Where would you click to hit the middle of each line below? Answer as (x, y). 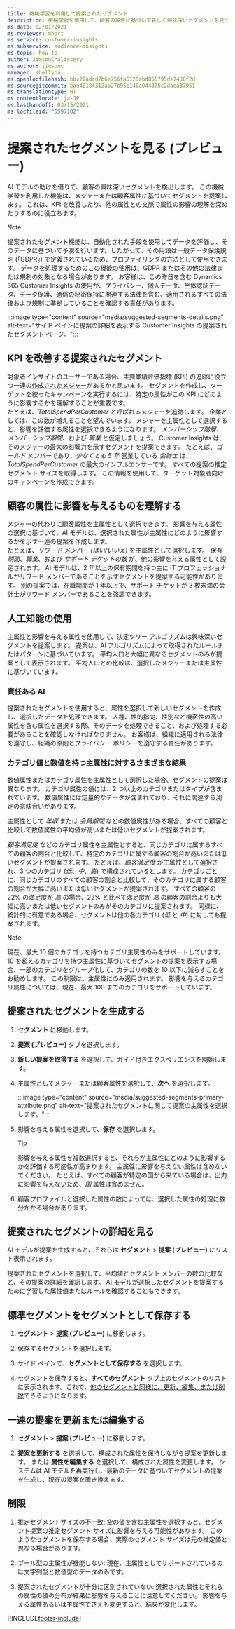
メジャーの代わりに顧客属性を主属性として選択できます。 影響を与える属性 (115, 524)
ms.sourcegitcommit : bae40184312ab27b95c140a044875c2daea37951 (101, 86)
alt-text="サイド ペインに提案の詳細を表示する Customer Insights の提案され (117, 325)
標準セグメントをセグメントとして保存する (99, 1315)
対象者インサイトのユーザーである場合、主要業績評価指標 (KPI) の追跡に (111, 377)
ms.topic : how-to (33, 53)
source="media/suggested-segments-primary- (156, 1097)
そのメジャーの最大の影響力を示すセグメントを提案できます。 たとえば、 (112, 447)
